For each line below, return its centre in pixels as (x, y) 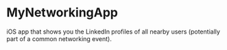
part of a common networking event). (59, 38)
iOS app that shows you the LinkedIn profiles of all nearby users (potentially (113, 32)
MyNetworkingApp (62, 13)
